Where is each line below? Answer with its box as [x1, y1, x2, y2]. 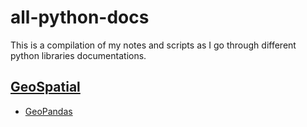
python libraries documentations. [10, 49, 147, 61]
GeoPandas [24, 105, 73, 117]
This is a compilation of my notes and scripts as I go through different [10, 39, 297, 51]
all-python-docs [10, 6, 150, 29]
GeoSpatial [10, 79, 81, 96]
